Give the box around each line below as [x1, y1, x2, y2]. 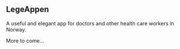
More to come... [6, 37, 44, 44]
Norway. [6, 26, 26, 33]
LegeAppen [6, 5, 50, 14]
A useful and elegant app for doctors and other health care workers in [6, 20, 174, 27]
